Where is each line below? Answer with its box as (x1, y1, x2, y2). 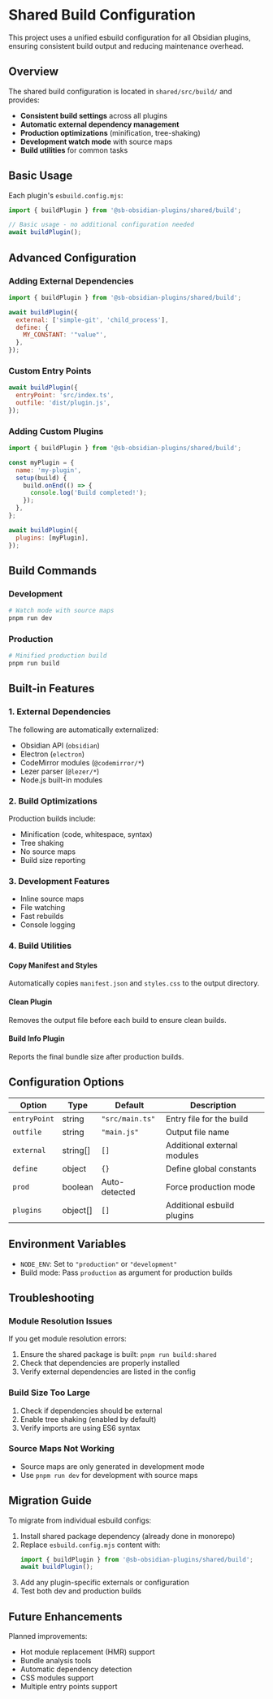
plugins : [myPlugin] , (15, 534, 89, 542)
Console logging (19, 920, 76, 930)
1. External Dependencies (8, 706, 111, 717)
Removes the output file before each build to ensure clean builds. (8, 1015, 227, 1025)
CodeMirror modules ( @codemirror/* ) (19, 757, 145, 767)
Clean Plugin (8, 997, 53, 1007)
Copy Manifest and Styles (8, 960, 97, 970)
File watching (19, 903, 66, 912)
